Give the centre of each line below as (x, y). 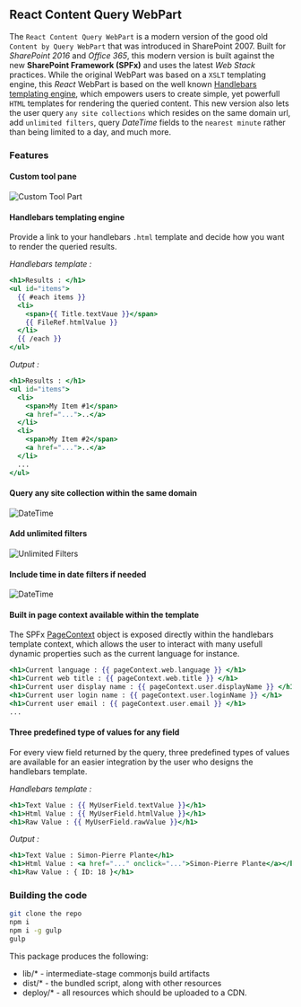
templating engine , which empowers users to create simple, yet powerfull (145, 93)
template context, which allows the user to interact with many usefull (136, 644)
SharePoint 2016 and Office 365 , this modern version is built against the (142, 55)
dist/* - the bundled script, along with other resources (122, 983)
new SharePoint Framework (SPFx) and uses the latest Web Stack (132, 65)
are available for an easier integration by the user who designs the (131, 762)
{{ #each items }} (52, 297)
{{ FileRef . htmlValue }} (72, 322)
